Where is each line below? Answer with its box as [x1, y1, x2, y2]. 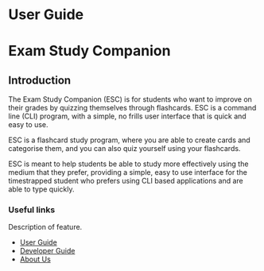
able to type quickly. [8, 184, 75, 194]
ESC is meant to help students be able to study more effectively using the [8, 159, 249, 168]
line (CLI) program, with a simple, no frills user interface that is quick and [8, 111, 247, 121]
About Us [19, 254, 52, 264]
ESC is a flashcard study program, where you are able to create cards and [8, 135, 250, 145]
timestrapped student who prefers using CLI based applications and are [8, 176, 244, 186]
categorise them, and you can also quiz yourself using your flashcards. [8, 144, 241, 153]
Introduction [8, 73, 72, 87]
